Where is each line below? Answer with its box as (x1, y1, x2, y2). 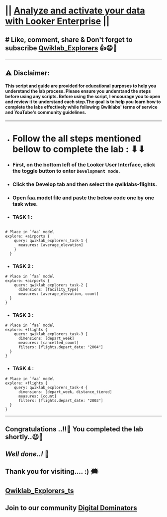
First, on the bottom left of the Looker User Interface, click (12, 161, 156, 168)
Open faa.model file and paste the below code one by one (12, 194, 155, 201)
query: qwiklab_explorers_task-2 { (14, 283, 88, 288)
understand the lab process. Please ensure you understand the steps (5, 88, 151, 94)
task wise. (12, 200, 38, 207)
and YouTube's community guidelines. (5, 109, 86, 115)
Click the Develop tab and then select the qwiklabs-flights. (12, 181, 158, 188)
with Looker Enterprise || (5, 15, 110, 27)
